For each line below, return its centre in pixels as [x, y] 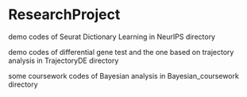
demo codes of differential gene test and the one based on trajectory [121, 52]
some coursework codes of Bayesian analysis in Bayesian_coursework [124, 76]
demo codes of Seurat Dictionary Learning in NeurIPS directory [112, 37]
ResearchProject [64, 15]
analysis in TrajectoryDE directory [64, 60]
